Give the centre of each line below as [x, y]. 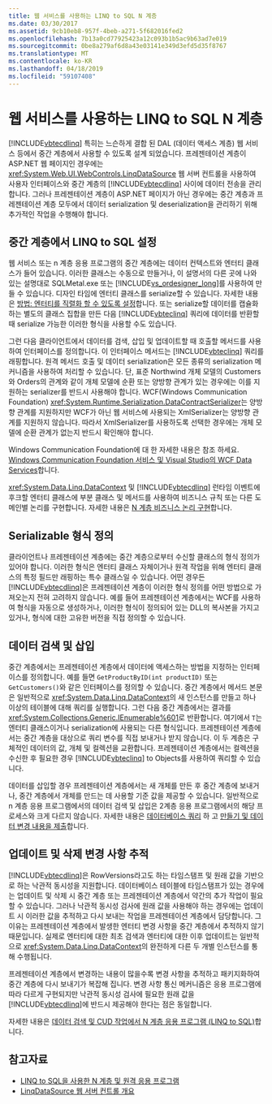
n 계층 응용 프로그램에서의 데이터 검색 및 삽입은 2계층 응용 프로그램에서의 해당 [132, 806]
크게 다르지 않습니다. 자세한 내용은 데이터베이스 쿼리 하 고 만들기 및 [142, 816]
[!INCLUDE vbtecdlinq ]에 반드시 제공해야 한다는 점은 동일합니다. [110, 1004]
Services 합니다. [34, 470]
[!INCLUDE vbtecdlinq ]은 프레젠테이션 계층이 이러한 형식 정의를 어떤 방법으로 [131, 587]
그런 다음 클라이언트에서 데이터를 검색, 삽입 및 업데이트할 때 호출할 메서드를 [127, 341]
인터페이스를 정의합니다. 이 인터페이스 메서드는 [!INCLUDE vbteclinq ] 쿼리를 [143, 351]
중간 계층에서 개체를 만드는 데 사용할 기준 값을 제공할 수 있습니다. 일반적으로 [139, 796]
